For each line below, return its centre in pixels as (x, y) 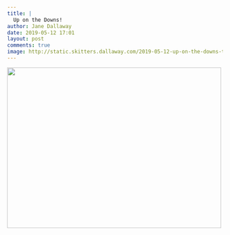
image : (16, 52)
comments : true (29, 45)
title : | (20, 13)
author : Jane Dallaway (39, 26)
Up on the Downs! (38, 20)
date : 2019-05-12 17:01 (41, 33)
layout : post (26, 39)
